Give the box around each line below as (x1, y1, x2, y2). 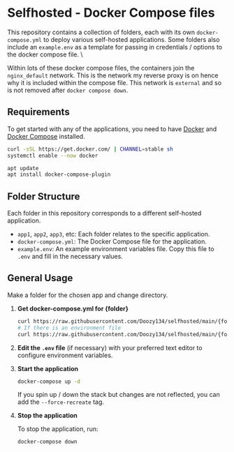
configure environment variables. (17, 351, 113, 359)
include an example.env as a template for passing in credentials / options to (7, 43, 223, 51)
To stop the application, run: (17, 425, 99, 433)
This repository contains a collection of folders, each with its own (7, 28, 196, 36)
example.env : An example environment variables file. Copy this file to (17, 245, 214, 253)
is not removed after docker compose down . (7, 86, 129, 94)
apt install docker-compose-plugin (7, 171, 111, 179)
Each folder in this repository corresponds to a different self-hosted (7, 209, 202, 218)
